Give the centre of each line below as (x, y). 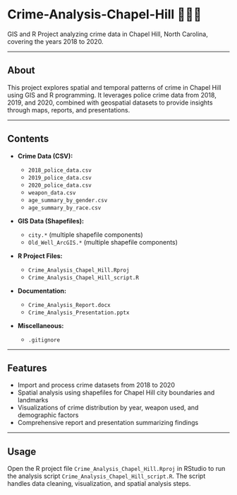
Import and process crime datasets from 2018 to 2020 (96, 385)
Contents (28, 139)
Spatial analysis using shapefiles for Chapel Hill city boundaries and (116, 392)
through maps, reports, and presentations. (69, 110)
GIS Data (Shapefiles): (51, 221)
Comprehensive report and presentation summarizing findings (108, 423)
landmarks (33, 400)
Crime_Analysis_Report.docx (69, 305)
